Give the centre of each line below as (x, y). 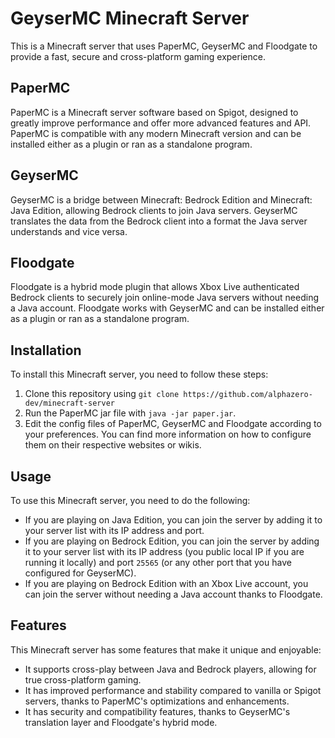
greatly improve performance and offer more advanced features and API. (161, 123)
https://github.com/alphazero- (248, 395)
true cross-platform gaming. (83, 679)
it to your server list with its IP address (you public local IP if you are (164, 551)
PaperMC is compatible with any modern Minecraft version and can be (156, 133)
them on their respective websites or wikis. (113, 445)
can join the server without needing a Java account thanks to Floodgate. (173, 594)
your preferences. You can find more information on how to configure (168, 434)
